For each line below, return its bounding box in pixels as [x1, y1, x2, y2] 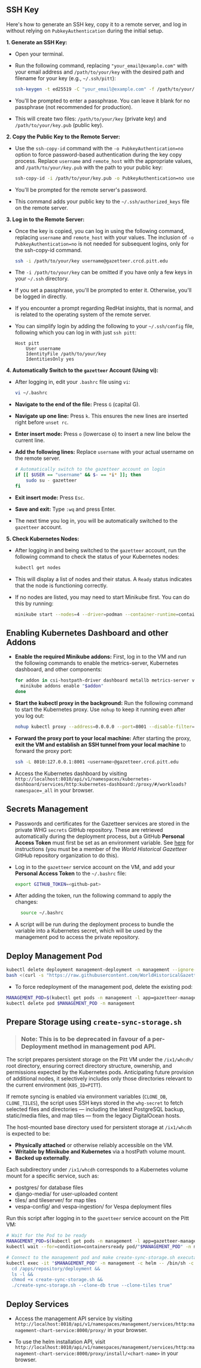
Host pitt [14, 341, 40, 347]
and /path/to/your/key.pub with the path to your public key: [14, 164, 163, 171]
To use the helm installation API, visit [14, 1338, 106, 1345]
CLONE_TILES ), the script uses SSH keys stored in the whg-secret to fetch [6, 1099, 184, 1107]
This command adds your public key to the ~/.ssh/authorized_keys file [14, 198, 190, 205]
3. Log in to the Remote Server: [6, 216, 85, 223]
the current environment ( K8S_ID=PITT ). [6, 1081, 103, 1089]
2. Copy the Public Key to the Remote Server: [6, 133, 121, 140]
